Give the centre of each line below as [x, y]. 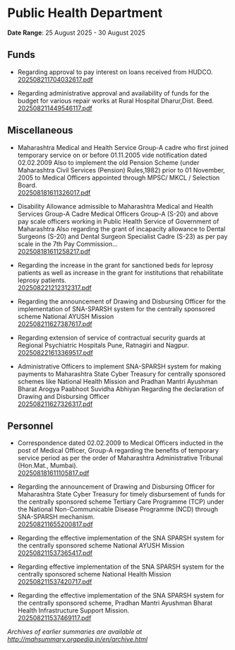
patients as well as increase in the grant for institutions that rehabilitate [120, 272]
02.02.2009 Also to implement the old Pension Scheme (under [108, 162]
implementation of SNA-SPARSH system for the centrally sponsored [116, 308]
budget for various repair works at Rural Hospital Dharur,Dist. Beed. [115, 100]
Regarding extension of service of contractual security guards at [112, 337]
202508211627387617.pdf [55, 324]
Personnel [30, 426]
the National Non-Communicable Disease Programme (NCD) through [118, 509]
